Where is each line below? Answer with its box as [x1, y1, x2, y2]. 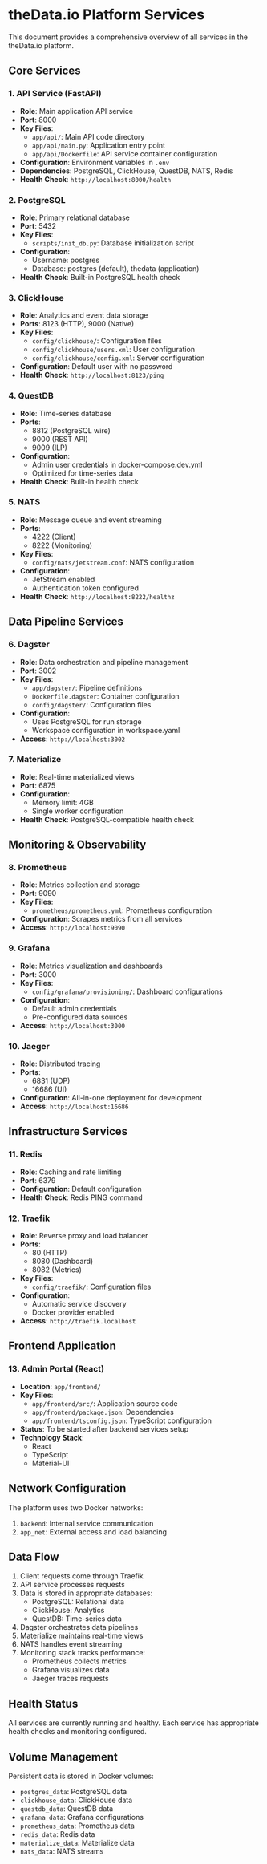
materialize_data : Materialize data [19, 1838, 135, 1847]
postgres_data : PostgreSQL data [19, 1787, 127, 1796]
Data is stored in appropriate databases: [19, 1588, 153, 1598]
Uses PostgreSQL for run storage [31, 716, 142, 727]
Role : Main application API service [19, 106, 134, 115]
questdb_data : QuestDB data [19, 1804, 114, 1813]
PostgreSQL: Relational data [31, 1597, 125, 1607]
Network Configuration [8, 1481, 127, 1495]
